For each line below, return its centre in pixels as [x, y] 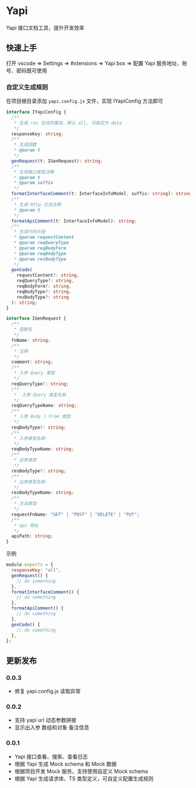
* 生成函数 [25, 145]
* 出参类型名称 [29, 482]
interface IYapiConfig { [36, 112]
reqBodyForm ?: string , [44, 286]
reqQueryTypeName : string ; [44, 406]
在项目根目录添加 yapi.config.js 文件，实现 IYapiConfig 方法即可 [85, 101]
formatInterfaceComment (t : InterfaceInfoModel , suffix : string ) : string [101, 194]
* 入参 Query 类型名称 [40, 395]
